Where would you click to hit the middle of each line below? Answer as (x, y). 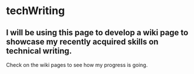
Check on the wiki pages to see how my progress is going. (77, 65)
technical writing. (39, 51)
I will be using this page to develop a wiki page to (97, 33)
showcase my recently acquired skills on (82, 41)
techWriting (36, 11)
